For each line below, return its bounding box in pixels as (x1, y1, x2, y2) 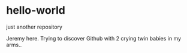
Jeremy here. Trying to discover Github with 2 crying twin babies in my (6, 35, 182, 42)
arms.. (6, 41, 22, 48)
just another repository (6, 23, 63, 30)
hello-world (6, 4, 66, 17)
